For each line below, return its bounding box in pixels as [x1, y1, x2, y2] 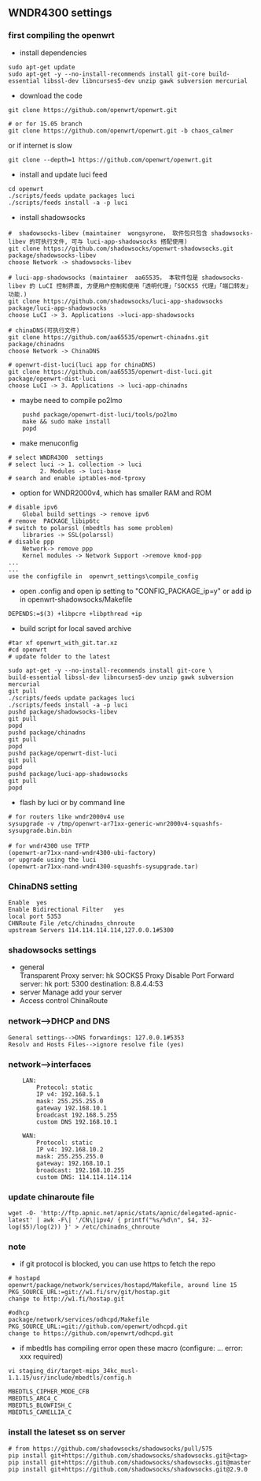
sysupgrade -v [8, 819, 55, 827]
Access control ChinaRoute [19, 996, 108, 1005]
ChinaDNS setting [8, 881, 78, 892]
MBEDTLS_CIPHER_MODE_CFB [8, 1388, 90, 1396]
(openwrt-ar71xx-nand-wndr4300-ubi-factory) [8, 849, 156, 856]
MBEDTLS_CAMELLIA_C [8, 1408, 72, 1416]
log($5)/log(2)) [8, 1223, 61, 1231]
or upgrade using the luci [8, 856, 97, 864]
